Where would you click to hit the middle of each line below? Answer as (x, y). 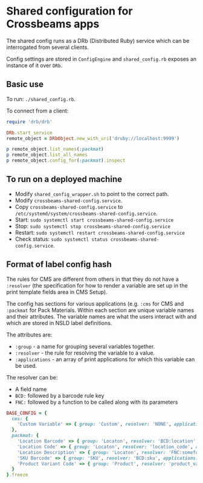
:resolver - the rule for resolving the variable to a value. (85, 353)
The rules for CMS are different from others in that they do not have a (93, 279)
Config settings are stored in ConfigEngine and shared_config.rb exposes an (101, 59)
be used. (26, 366)
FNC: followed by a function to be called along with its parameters (96, 402)
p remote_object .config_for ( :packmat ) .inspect (66, 161)
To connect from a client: (37, 111)
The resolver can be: (32, 377)
